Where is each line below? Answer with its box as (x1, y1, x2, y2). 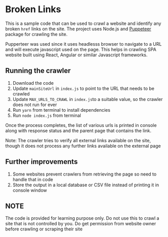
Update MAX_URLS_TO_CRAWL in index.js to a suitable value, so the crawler (12, 96, 163, 102)
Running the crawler (5, 66, 71, 75)
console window (12, 187, 47, 193)
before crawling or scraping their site (5, 226, 83, 232)
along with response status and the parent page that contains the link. (5, 127, 152, 133)
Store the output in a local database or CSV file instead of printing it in (12, 182, 159, 188)
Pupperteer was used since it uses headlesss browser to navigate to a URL (5, 41, 162, 47)
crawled (12, 90, 30, 97)
